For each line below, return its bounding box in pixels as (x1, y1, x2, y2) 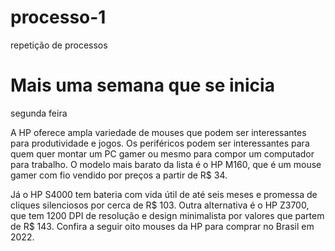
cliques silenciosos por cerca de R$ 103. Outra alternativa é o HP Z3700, (10, 199, 310, 211)
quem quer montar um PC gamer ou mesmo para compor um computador (10, 147, 315, 160)
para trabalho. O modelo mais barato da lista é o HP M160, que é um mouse (10, 158, 322, 170)
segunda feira (10, 107, 68, 119)
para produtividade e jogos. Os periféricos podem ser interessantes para (10, 137, 310, 149)
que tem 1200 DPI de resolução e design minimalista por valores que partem (10, 209, 325, 221)
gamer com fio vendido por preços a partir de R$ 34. (10, 169, 228, 181)
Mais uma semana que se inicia (10, 74, 275, 97)
